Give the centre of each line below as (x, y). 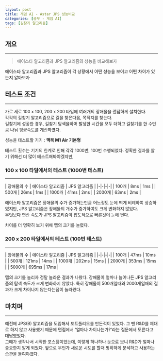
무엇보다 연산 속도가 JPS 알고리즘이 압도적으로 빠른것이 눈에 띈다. (67, 215)
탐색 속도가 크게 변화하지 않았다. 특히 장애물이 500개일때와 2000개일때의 (83, 284)
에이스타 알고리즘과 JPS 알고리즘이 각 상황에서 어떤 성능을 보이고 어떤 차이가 (78, 71)
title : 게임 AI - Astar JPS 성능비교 (40, 14)
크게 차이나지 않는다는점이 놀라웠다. (48, 290)
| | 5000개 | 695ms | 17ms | (32, 267)
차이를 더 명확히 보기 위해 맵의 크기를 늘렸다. (47, 225)
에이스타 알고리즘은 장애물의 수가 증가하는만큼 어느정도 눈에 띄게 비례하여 (74, 203)
